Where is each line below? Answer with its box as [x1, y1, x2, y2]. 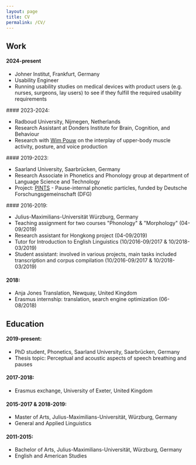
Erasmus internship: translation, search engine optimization [14, 296, 158, 303]
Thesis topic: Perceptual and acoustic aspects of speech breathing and [14, 354, 187, 361]
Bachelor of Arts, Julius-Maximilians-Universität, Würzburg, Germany [14, 446, 183, 453]
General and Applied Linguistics [14, 420, 92, 427]
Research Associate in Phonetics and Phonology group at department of [14, 172, 189, 179]
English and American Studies [14, 452, 87, 460]
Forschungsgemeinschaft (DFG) [14, 190, 92, 197]
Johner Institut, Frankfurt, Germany [14, 70, 100, 77]
